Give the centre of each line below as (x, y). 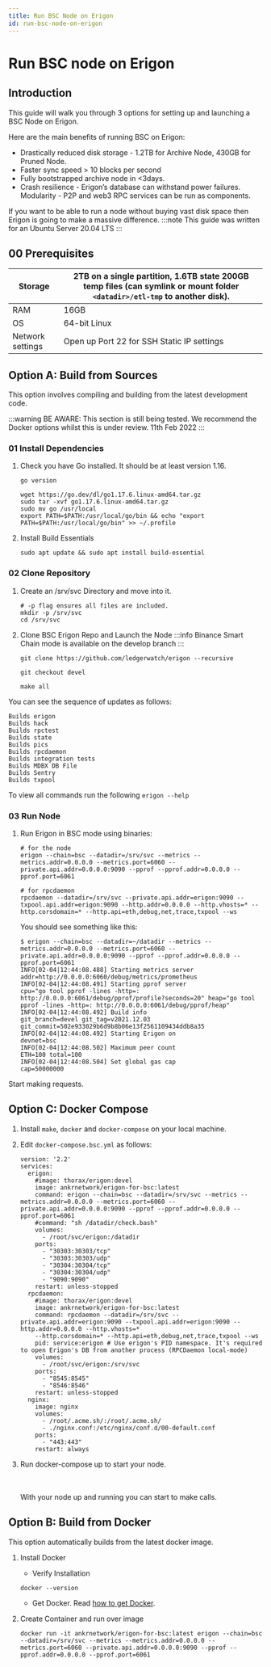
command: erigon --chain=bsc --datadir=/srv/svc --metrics (136, 1194)
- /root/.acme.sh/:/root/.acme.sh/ (101, 1421)
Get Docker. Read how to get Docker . (94, 1603)
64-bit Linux (88, 323)
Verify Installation (61, 1573)
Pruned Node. (43, 161)
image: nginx (57, 1407)
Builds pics (28, 744)
